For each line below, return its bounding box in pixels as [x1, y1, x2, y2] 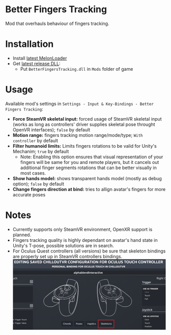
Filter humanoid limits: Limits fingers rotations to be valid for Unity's [12, 143, 157, 149]
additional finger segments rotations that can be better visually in [20, 164, 157, 171]
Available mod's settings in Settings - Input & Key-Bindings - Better [5, 100, 154, 106]
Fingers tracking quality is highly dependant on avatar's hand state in [12, 237, 158, 243]
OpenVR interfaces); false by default [12, 126, 91, 133]
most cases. [20, 170, 46, 176]
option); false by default [12, 181, 65, 187]
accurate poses [12, 191, 46, 198]
